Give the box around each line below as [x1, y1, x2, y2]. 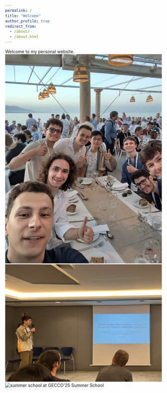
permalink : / [5, 8, 32, 13]
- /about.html [9, 34, 39, 39]
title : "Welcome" [5, 13, 41, 18]
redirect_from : [5, 24, 37, 29]
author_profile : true [5, 18, 50, 23]
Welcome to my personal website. [5, 49, 75, 54]
